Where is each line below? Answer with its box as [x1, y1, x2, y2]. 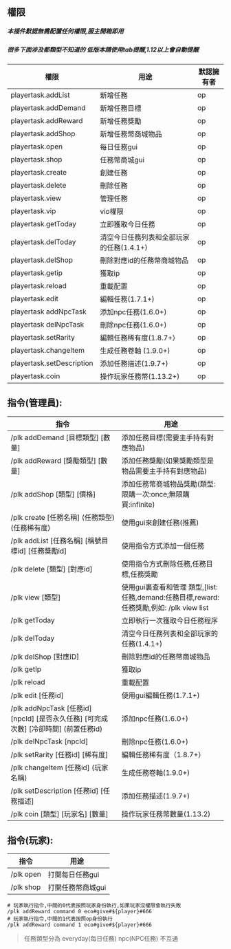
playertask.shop [10, 154, 63, 164]
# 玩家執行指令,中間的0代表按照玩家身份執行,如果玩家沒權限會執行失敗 [7, 902, 181, 909]
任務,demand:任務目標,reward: [121, 592, 220, 602]
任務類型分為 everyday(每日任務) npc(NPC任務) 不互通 [23, 935, 179, 943]
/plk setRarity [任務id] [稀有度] [10, 750, 109, 759]
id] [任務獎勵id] [17, 546, 67, 556]
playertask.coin [10, 371, 60, 380]
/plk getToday [10, 615, 55, 624]
